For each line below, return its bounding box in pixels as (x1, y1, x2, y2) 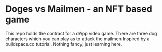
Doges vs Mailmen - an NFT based (5, 3, 153, 15)
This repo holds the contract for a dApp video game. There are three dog (5, 30, 157, 36)
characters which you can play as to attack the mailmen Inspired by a (5, 36, 150, 42)
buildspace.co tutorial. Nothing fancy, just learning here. (5, 41, 123, 47)
